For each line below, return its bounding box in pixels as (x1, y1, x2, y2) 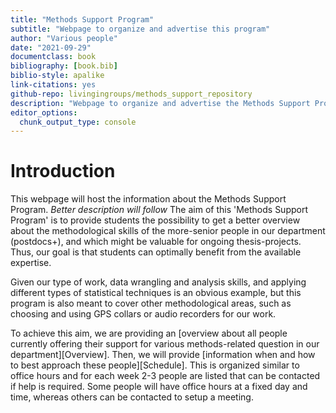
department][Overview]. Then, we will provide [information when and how (10, 349, 316, 361)
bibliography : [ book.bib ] (10, 61, 118, 71)
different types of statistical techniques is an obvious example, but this (10, 287, 302, 299)
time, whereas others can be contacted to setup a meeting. (10, 391, 254, 403)
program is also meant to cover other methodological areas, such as (10, 297, 292, 310)
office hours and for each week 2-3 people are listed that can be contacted (10, 370, 321, 382)
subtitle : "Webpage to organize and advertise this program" (10, 24, 271, 34)
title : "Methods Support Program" (10, 14, 155, 25)
